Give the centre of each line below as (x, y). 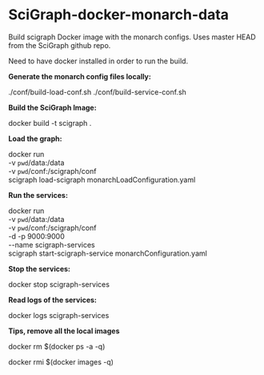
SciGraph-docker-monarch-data (119, 15)
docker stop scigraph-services (59, 284)
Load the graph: (35, 139)
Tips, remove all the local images (64, 331)
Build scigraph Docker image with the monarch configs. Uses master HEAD (132, 37)
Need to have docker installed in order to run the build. (98, 61)
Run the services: (38, 195)
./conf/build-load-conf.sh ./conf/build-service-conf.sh (97, 92)
